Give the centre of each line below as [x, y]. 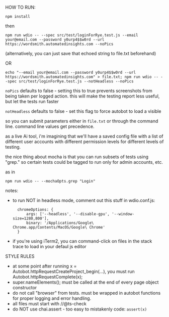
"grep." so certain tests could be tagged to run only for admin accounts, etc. [84, 162]
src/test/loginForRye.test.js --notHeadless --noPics [76, 81]
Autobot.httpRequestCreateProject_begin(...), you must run [73, 271]
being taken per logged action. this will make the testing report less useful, [82, 96]
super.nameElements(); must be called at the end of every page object [86, 282]
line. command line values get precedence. [50, 126]
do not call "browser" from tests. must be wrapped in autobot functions [87, 293]
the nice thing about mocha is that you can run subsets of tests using [77, 157]
